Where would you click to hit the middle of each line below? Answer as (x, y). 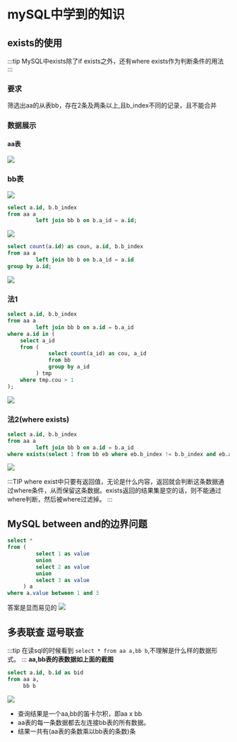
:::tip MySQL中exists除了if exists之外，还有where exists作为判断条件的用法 (116, 61)
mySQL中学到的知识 (66, 15)
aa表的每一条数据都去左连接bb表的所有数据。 (84, 722)
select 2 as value (63, 567)
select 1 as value (63, 554)
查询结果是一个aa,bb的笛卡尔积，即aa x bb (80, 713)
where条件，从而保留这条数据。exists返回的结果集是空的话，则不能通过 (117, 491)
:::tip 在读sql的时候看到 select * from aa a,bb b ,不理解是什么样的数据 (109, 650)
